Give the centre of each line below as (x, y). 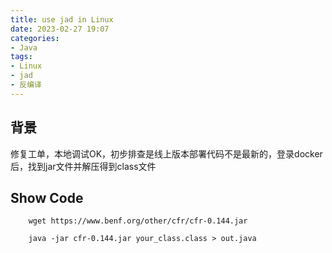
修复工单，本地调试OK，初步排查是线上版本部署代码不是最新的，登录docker (166, 153)
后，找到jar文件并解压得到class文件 (83, 166)
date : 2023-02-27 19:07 (60, 29)
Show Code (47, 197)
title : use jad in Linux (62, 19)
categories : (35, 38)
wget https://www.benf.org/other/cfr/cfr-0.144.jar (138, 221)
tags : (21, 57)
